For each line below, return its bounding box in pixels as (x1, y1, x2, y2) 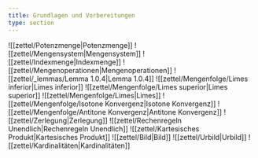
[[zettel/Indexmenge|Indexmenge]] (8, 57, 122, 67)
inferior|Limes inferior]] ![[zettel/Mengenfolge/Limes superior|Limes (8, 82, 228, 91)
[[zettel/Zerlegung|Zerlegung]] (8, 116, 108, 125)
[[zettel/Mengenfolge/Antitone (8, 107, 106, 116)
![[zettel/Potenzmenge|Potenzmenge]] (8, 40, 133, 50)
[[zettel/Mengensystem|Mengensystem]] (8, 49, 142, 58)
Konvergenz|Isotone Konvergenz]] (105, 99, 216, 108)
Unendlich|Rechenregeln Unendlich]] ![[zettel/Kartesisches (8, 123, 200, 134)
